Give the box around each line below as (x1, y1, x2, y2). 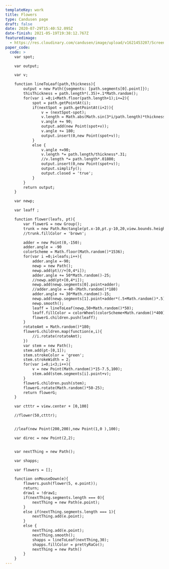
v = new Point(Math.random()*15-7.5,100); (32, 367, 123, 372)
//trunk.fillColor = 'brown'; (23, 231, 87, 236)
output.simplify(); (41, 166, 82, 171)
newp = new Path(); (32, 263, 73, 268)
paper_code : (5, 45, 30, 50)
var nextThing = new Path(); (14, 449, 75, 454)
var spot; (14, 54, 35, 60)
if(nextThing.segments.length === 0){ (23, 495, 105, 500)
